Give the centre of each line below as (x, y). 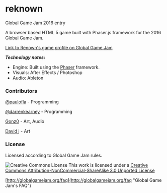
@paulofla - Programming (32, 102)
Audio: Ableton (28, 78)
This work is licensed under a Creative (108, 165)
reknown (24, 9)
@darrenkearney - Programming (39, 112)
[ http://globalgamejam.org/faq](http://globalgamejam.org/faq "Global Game (83, 180)
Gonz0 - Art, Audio (25, 121)
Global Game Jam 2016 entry (35, 23)
